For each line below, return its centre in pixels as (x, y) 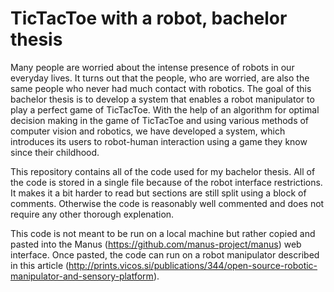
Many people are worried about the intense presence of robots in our (152, 67)
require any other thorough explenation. (92, 214)
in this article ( (40, 265)
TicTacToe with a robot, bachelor (149, 18)
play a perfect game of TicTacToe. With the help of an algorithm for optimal (165, 109)
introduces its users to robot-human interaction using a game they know (159, 141)
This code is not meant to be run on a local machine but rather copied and (163, 233)
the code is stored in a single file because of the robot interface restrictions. (166, 182)
